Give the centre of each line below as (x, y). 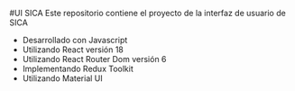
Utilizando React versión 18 (73, 50)
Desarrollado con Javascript (75, 40)
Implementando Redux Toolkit (78, 68)
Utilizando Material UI (63, 78)
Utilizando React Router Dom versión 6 (94, 59)
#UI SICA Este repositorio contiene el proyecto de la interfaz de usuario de (147, 13)
